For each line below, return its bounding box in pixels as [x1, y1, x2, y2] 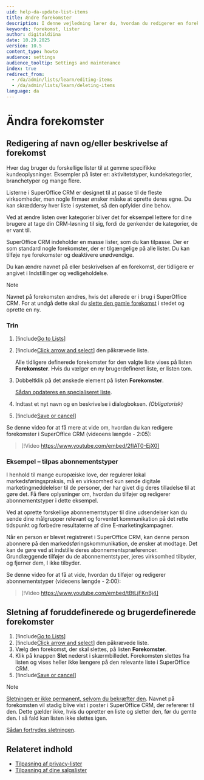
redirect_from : [6, 71, 45, 77]
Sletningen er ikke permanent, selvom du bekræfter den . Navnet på [6, 695, 175, 703]
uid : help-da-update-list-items [6, 9, 88, 15]
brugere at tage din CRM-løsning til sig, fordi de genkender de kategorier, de [6, 220, 198, 227]
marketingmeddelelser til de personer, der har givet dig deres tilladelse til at [6, 484, 195, 492]
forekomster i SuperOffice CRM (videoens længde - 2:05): [6, 430, 152, 438]
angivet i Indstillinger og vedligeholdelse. [6, 269, 109, 277]
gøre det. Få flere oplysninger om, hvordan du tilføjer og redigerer [6, 490, 171, 498]
